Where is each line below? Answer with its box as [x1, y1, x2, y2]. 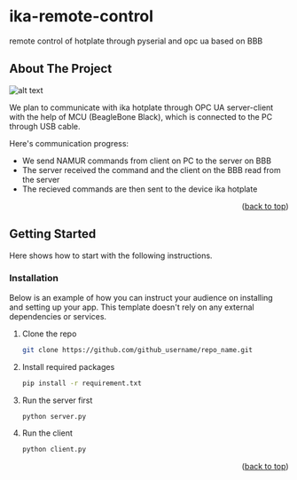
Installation [9, 272, 59, 285]
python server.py [21, 412, 87, 421]
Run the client [21, 428, 74, 438]
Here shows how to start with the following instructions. [9, 250, 213, 261]
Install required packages [21, 361, 115, 372]
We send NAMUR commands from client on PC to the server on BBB [21, 155, 272, 166]
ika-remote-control [9, 6, 153, 27]
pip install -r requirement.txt [21, 379, 142, 388]
